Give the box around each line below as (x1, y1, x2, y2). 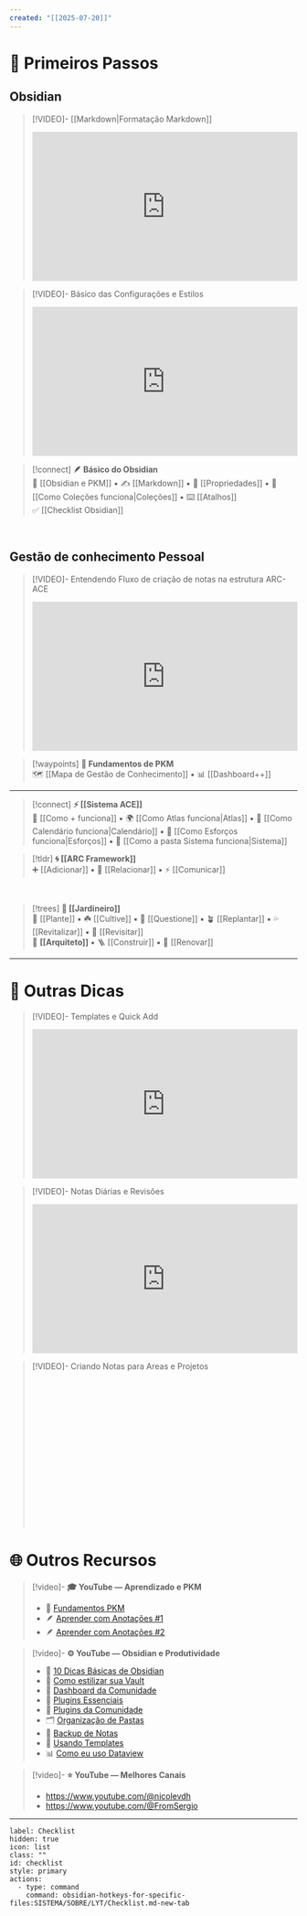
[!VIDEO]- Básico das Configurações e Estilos (31, 288, 204, 299)
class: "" (9, 1850, 48, 1859)
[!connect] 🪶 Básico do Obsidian (31, 464, 158, 475)
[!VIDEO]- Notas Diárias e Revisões (31, 1185, 164, 1196)
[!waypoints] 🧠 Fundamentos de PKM (31, 758, 175, 769)
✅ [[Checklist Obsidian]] (31, 504, 124, 515)
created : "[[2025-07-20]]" (9, 13, 112, 23)
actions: (9, 1874, 43, 1884)
